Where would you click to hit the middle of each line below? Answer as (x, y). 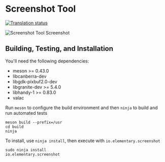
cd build (14, 127)
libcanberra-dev (29, 76)
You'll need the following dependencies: (47, 61)
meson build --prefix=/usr (34, 122)
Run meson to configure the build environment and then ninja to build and (81, 108)
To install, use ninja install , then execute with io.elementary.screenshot (83, 141)
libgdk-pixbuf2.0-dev (35, 81)
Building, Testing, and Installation (59, 49)
